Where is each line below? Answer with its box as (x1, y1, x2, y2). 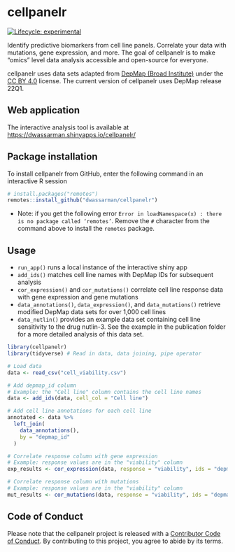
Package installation (7, 151, 98, 163)
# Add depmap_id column (7, 382, 77, 389)
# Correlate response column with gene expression (7, 453, 158, 460)
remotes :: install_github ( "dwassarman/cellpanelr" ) (7, 197, 158, 204)
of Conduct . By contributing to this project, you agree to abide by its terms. (7, 537, 224, 545)
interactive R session (7, 176, 68, 185)
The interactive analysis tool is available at (7, 123, 129, 132)
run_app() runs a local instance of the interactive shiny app (17, 263, 187, 271)
